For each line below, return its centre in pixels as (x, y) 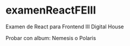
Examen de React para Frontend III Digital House (65, 27)
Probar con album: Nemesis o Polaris (51, 38)
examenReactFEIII (51, 10)
